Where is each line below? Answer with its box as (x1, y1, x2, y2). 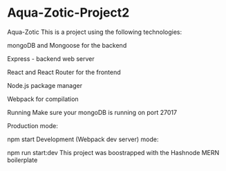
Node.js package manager (7, 81, 83, 89)
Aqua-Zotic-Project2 (7, 5, 130, 21)
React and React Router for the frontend (7, 68, 121, 76)
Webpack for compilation (7, 95, 79, 103)
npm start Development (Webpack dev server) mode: (7, 135, 159, 143)
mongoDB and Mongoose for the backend (7, 41, 127, 49)
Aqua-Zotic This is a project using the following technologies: (7, 28, 182, 36)
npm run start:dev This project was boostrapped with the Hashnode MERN (7, 148, 220, 156)
